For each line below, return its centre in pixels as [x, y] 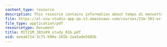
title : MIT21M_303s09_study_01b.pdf [43, 32]
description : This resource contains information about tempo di [74, 14]
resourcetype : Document [30, 28]
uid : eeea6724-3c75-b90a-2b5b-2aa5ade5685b [51, 37]
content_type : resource [30, 10]
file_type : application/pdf [34, 23]
